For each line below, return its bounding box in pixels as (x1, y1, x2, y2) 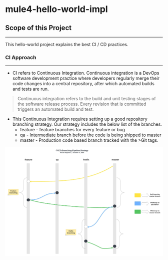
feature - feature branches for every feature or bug (19, 127, 125, 133)
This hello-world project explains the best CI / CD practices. (5, 42, 128, 47)
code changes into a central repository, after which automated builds (12, 81, 155, 87)
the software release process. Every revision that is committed (17, 101, 146, 107)
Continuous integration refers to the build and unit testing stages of (17, 96, 156, 102)
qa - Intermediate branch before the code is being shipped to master (19, 132, 161, 138)
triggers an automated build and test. (17, 106, 94, 112)
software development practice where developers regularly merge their (12, 75, 160, 81)
